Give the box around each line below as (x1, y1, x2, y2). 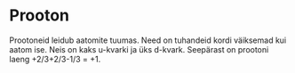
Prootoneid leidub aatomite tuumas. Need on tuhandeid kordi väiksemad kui (9, 35, 287, 45)
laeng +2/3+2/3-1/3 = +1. (9, 53, 101, 64)
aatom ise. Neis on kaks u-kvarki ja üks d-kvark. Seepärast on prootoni (9, 44, 269, 54)
